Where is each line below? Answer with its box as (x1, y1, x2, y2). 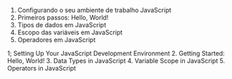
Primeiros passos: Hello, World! (17, 13, 109, 22)
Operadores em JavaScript (17, 36, 96, 44)
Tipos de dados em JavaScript (17, 21, 107, 29)
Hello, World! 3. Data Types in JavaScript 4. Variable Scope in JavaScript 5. (7, 57, 226, 65)
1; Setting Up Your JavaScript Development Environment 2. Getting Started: (7, 49, 225, 57)
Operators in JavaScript (7, 64, 76, 72)
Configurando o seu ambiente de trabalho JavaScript (17, 6, 172, 14)
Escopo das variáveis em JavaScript (17, 28, 123, 36)
